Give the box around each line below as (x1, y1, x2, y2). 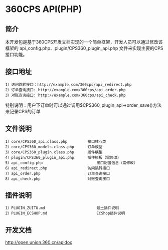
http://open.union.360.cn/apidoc (5, 239, 73, 245)
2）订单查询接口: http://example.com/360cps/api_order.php (5, 87, 126, 92)
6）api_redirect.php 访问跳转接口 (5, 165, 110, 171)
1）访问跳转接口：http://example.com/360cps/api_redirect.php (5, 82, 132, 87)
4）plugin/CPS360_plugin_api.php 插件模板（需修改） (5, 155, 121, 160)
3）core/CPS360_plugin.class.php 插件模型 (5, 149, 103, 155)
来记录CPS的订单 (5, 108, 41, 114)
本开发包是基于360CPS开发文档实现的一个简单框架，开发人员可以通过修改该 (5, 39, 163, 45)
